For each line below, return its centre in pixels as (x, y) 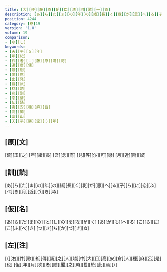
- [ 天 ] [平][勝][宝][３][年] (32, 121)
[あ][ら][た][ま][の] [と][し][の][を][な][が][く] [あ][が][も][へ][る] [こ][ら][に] (83, 222)
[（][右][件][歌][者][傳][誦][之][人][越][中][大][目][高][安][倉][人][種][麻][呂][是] (83, 258)
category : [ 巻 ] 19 (23, 24)
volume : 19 (16, 33)
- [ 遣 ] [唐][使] (20, 65)
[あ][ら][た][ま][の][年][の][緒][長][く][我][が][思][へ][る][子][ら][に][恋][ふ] (81, 185)
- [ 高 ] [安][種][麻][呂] (28, 107)
